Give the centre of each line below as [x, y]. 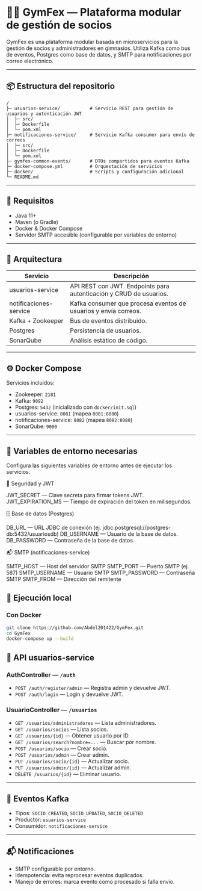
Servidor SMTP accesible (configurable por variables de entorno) [96, 235]
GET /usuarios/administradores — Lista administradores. [85, 723]
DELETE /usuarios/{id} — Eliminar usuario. [68, 774]
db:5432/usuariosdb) [32, 534]
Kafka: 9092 [29, 401]
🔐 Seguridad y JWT [30, 483]
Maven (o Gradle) [36, 222]
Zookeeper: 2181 [35, 394]
